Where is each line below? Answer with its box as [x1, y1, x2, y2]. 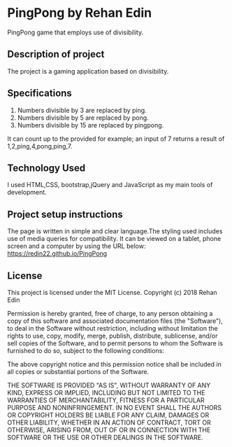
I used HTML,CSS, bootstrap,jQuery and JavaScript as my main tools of [7, 181, 213, 189]
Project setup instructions [7, 208, 124, 220]
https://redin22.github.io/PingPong [7, 249, 107, 258]
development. [7, 188, 47, 197]
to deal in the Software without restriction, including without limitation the [7, 324, 218, 332]
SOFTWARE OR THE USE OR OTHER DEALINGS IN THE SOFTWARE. [7, 433, 203, 441]
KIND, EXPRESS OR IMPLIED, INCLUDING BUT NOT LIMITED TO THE [7, 389, 205, 397]
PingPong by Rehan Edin [7, 5, 152, 21]
